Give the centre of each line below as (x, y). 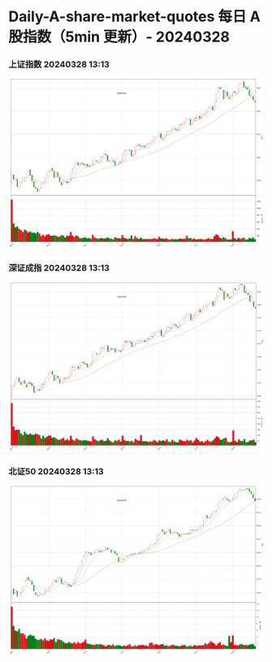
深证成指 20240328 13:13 (59, 267)
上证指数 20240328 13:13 (59, 64)
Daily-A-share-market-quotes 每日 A (135, 17)
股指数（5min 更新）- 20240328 (119, 37)
